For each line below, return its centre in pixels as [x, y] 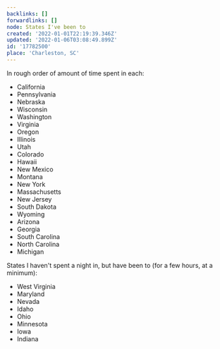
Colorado [30, 154]
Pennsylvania [36, 94]
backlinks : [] [28, 14]
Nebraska [31, 102]
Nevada [28, 301]
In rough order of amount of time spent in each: [75, 73]
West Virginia [36, 286]
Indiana [28, 338]
